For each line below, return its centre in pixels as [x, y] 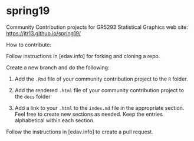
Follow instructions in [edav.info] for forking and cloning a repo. [83, 56]
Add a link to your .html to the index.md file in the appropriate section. [99, 108]
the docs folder [32, 96]
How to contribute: [29, 45]
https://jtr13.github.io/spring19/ [44, 33]
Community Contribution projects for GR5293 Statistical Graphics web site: [97, 27]
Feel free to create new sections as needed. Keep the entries [89, 114]
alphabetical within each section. [55, 120]
